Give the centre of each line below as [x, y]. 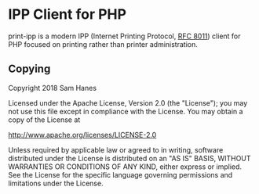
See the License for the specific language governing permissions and [120, 174]
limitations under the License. [56, 183]
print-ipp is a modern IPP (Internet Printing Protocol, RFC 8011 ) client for [124, 36]
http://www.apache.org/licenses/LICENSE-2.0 [82, 135]
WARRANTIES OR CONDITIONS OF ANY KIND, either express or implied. [125, 167]
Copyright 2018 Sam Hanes [52, 88]
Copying [29, 69]
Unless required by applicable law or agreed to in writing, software [116, 149]
